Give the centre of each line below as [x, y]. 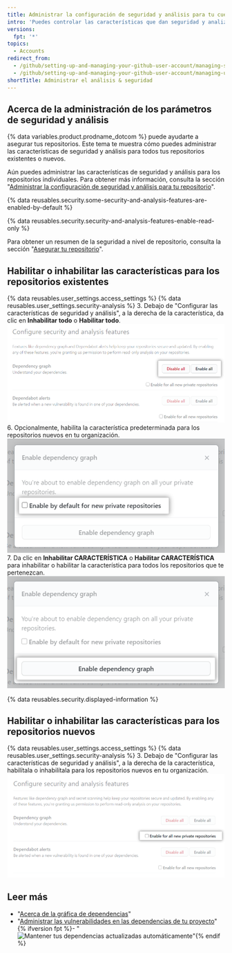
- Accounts [29, 51]
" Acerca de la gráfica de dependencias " [74, 914]
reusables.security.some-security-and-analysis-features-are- [119, 200]
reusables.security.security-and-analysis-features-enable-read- [123, 221]
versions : [21, 29]
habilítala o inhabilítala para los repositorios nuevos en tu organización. [108, 770]
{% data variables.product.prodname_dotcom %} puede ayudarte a [103, 137]
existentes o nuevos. [37, 158]
